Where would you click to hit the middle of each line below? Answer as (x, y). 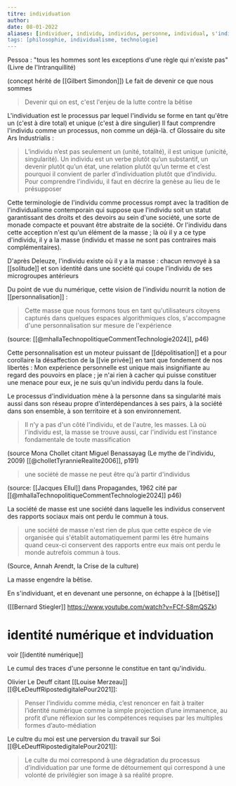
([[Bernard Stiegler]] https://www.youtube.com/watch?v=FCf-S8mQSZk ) (112, 607)
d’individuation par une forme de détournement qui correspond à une (125, 768)
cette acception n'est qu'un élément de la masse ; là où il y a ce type (106, 232)
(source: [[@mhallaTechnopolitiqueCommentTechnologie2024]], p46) (108, 339)
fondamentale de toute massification (78, 440)
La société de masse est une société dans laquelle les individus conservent (116, 509)
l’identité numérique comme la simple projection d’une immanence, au (126, 711)
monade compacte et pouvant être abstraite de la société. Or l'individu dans (117, 225)
